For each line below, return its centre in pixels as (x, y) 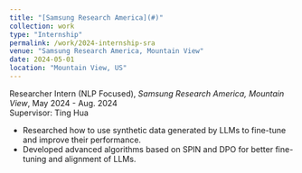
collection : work (42, 26)
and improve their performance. (82, 140)
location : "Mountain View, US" (68, 68)
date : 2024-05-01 (42, 59)
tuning (34, 159)
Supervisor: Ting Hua (49, 113)
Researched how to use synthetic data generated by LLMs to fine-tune (154, 130)
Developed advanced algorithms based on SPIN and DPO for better (148, 149)
